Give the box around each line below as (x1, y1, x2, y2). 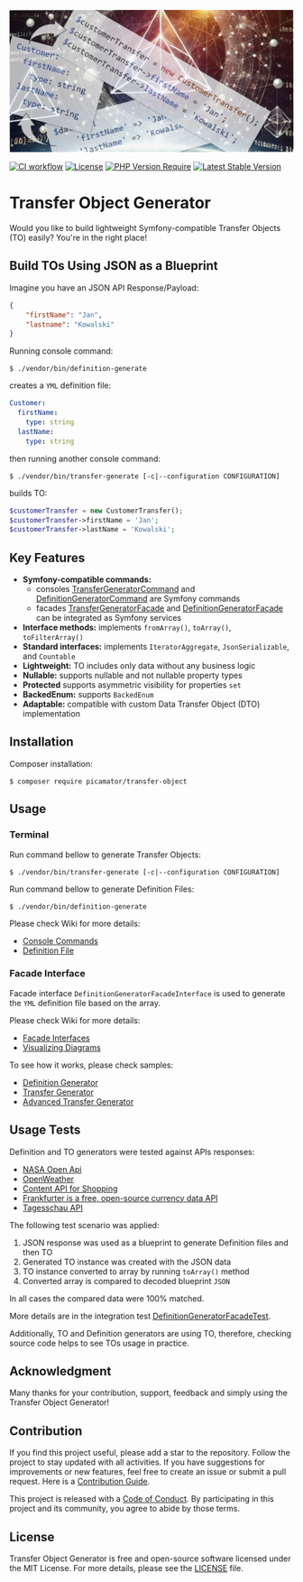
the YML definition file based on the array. (9, 997, 161, 1008)
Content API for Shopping (22, 1183, 118, 1194)
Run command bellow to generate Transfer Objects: (9, 849, 201, 860)
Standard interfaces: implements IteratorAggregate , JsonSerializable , (22, 642, 290, 652)
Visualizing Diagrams (22, 1041, 101, 1052)
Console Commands (22, 935, 99, 946)
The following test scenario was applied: (9, 1219, 160, 1230)
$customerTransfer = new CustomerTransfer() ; (9, 506, 183, 515)
